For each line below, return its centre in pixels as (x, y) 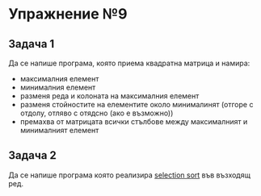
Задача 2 (32, 155)
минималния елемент (58, 87)
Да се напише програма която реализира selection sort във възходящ (129, 175)
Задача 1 (32, 44)
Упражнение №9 (68, 14)
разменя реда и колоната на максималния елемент (109, 96)
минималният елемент (59, 130)
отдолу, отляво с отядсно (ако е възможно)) (97, 113)
